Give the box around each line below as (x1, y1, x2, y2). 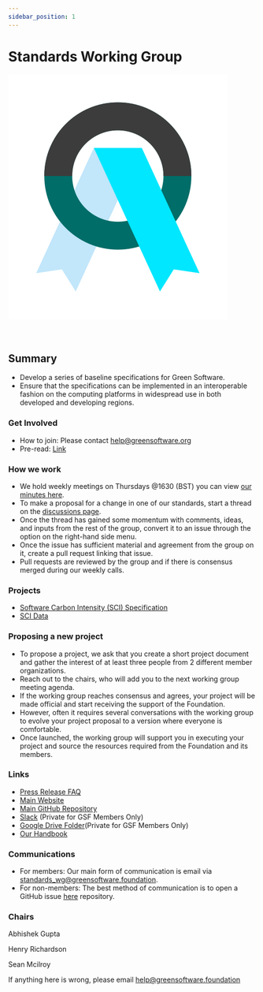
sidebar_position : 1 (8, 13, 76, 21)
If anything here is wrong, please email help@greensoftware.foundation (8, 975, 241, 985)
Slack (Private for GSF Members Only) (19, 812, 144, 822)
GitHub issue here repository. (19, 892, 116, 901)
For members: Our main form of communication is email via (19, 867, 213, 876)
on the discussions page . (19, 506, 102, 516)
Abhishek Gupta (8, 929, 61, 938)
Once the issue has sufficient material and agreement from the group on (19, 540, 254, 550)
